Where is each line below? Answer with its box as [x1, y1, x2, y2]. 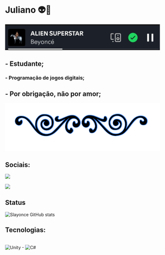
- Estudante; [5, 60, 44, 68]
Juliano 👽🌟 [5, 4, 52, 16]
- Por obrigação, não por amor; [5, 89, 102, 98]
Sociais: [5, 161, 30, 169]
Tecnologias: [5, 226, 46, 234]
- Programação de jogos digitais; [5, 75, 85, 82]
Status [5, 198, 26, 207]
